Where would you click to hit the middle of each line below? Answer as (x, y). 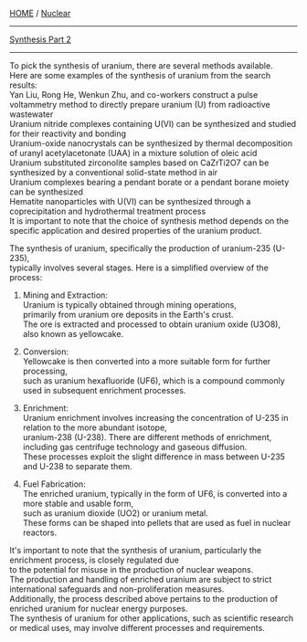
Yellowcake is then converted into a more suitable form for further (147, 361)
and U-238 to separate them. (77, 466)
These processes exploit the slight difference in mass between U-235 (154, 457)
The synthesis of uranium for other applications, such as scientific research (152, 618)
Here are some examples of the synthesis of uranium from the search (140, 75)
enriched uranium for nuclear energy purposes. (99, 608)
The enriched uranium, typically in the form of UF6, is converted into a (155, 494)
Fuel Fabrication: (54, 484)
